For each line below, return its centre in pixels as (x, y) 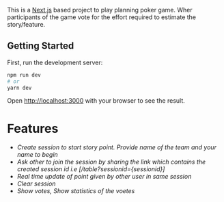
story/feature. (26, 24)
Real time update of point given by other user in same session (104, 177)
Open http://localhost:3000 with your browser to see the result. (96, 101)
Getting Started (41, 46)
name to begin (37, 155)
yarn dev (19, 88)
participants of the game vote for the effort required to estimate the (102, 17)
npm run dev (24, 75)
